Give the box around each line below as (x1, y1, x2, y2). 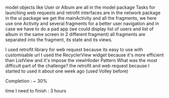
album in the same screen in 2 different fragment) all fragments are (5, 31, 146, 37)
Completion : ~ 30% (5, 78, 47, 84)
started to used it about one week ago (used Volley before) (5, 68, 128, 74)
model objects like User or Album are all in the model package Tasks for (5, 5, 156, 10)
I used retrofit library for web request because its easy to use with (5, 47, 143, 52)
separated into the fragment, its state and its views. (5, 37, 113, 43)
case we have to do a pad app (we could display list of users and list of (5, 26, 154, 32)
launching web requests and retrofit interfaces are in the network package (5, 10, 161, 16)
